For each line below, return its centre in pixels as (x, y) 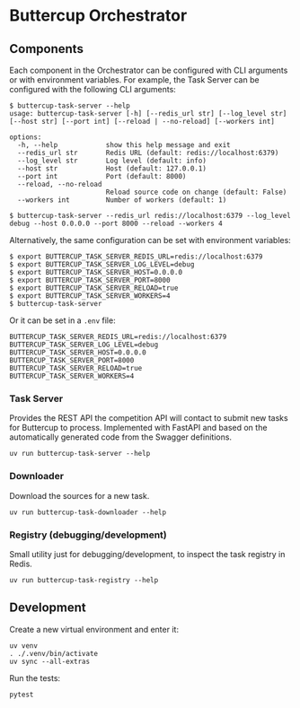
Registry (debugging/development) (88, 535)
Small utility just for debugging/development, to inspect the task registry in (147, 554)
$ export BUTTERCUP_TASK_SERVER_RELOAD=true (94, 288)
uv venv (24, 646)
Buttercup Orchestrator (98, 16)
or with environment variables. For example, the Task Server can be (134, 80)
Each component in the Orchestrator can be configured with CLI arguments (149, 70)
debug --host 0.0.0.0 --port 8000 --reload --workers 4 (116, 223)
